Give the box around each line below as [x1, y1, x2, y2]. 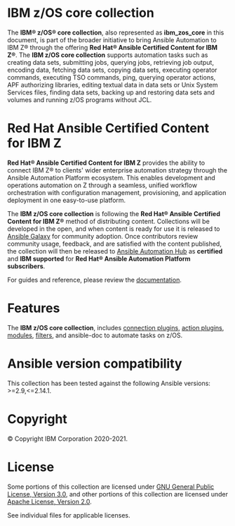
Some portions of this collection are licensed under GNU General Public [7, 482, 215, 491]
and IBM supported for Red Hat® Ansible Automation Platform [7, 254, 191, 263]
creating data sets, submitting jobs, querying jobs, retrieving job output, [7, 58, 214, 66]
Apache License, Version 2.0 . [7, 497, 93, 506]
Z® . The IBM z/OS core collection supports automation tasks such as [7, 51, 208, 59]
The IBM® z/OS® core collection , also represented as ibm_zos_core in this [7, 28, 224, 37]
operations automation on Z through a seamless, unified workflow [7, 181, 198, 189]
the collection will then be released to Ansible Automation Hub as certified [7, 246, 223, 255]
